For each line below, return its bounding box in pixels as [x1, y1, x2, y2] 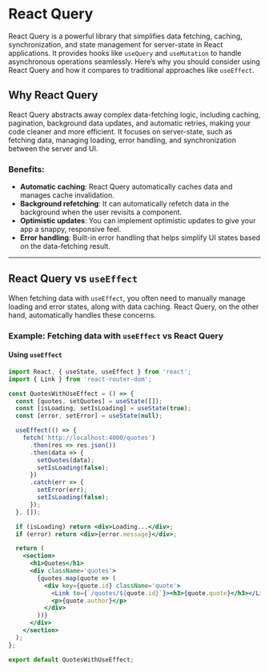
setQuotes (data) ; [37, 456, 94, 464]
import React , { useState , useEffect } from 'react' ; [8, 367, 192, 376]
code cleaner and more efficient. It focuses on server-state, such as [8, 126, 233, 136]
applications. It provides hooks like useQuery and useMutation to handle [8, 48, 242, 58]
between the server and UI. [8, 143, 98, 153]
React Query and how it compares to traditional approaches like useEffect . [8, 65, 255, 74]
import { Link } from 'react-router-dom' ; [8, 375, 152, 383]
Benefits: [8, 163, 46, 174]
